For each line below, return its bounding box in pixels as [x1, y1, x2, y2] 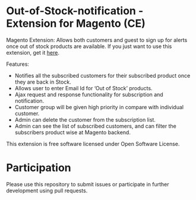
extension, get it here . [6, 49, 59, 56]
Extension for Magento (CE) [6, 17, 146, 30]
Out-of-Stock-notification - [6, 4, 144, 18]
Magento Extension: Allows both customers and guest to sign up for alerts [6, 36, 188, 43]
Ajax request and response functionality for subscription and [14, 91, 163, 98]
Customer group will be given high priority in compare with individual [14, 103, 184, 110]
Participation [6, 161, 71, 174]
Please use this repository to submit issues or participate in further [6, 180, 169, 188]
